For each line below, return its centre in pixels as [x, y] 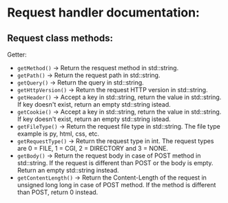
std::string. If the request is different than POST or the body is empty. [115, 163]
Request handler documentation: [103, 13]
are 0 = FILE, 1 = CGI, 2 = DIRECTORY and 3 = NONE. [93, 148]
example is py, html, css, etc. [58, 133]
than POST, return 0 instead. [58, 192]
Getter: [17, 54]
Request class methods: [60, 38]
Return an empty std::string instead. [68, 170]
